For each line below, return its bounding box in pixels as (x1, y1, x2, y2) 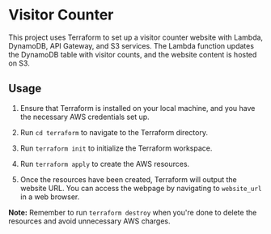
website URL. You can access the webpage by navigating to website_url (19, 183, 262, 193)
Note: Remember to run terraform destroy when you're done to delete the (8, 207, 257, 217)
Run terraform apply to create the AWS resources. (19, 159, 190, 168)
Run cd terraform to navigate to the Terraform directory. (19, 127, 209, 137)
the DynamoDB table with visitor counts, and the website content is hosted (8, 49, 257, 59)
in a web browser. (19, 192, 80, 202)
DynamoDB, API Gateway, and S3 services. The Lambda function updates (8, 40, 255, 50)
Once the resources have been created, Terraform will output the (19, 174, 237, 184)
